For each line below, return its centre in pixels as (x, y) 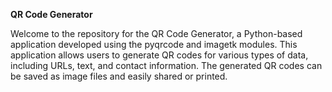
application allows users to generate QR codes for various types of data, (159, 55)
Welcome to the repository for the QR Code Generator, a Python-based (156, 33)
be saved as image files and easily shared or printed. (119, 76)
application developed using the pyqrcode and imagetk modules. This (154, 44)
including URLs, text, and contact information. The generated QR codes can (166, 65)
